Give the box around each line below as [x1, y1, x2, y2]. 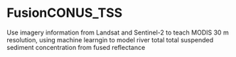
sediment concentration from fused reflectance [6, 43, 146, 51]
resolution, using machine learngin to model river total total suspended [6, 35, 214, 44]
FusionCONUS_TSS [6, 5, 123, 21]
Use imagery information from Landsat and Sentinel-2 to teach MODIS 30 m [6, 28, 229, 37]
